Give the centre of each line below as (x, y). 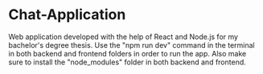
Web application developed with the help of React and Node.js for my (123, 37)
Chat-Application (67, 15)
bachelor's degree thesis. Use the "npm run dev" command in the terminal (131, 45)
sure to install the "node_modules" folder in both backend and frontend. (127, 62)
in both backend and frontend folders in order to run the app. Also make (127, 53)
